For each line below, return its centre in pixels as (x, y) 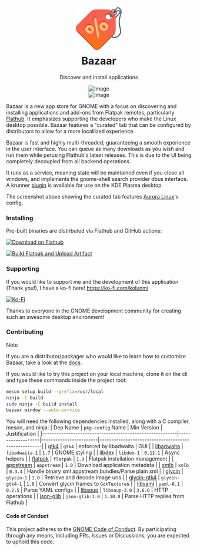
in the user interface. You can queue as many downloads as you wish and (95, 149)
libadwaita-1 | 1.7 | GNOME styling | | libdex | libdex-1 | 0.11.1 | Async (93, 453)
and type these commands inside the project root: (67, 380)
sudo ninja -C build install (42, 404)
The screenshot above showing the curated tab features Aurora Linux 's (93, 196)
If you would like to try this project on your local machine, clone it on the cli (97, 374)
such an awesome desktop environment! (55, 317)
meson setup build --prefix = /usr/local (55, 392)
